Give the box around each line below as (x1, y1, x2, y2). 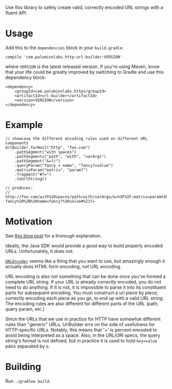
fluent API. (5, 10, 28, 16)
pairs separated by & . (5, 343, 50, 349)
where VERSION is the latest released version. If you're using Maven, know (5, 63, 160, 70)
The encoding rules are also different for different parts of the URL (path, (5, 300, 159, 307)
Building (5, 361, 41, 373)
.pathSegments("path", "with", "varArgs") (14, 154, 106, 159)
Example (5, 119, 43, 131)
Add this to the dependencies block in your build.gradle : (5, 45, 124, 51)
